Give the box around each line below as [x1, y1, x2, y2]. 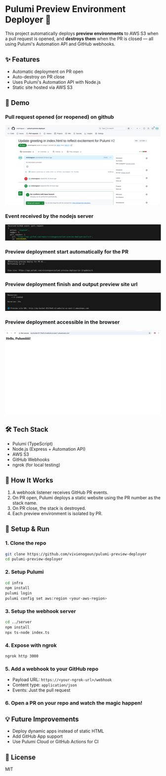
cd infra [5, 580, 23, 586]
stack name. [12, 500, 38, 506]
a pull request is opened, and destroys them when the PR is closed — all [5, 36, 154, 42]
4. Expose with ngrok [5, 642, 57, 649]
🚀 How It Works [5, 476, 53, 484]
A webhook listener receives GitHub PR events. [12, 489, 109, 495]
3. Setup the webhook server [5, 608, 76, 614]
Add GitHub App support [12, 733, 63, 739]
